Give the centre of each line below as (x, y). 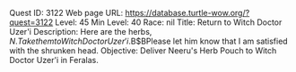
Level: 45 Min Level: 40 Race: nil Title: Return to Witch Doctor (169, 22)
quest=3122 (31, 22)
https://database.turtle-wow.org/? (187, 13)
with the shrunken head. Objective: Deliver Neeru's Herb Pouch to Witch (143, 51)
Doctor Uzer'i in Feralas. (54, 60)
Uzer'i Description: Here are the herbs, (81, 32)
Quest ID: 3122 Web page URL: (66, 13)
